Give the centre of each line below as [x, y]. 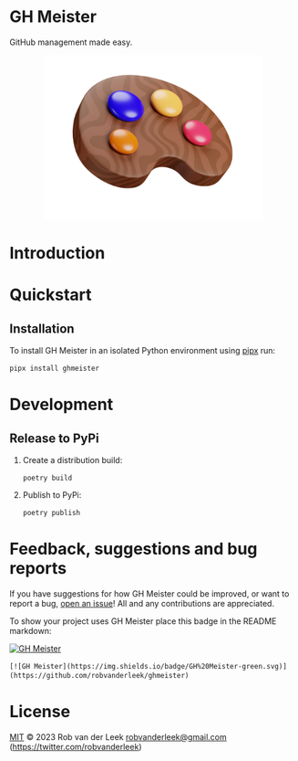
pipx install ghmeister [55, 369]
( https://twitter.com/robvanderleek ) [76, 747]
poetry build [47, 478]
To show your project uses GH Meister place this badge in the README [143, 621]
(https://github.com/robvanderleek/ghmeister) [99, 676]
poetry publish [51, 513]
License [40, 712]
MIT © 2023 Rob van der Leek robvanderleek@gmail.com [118, 737]
